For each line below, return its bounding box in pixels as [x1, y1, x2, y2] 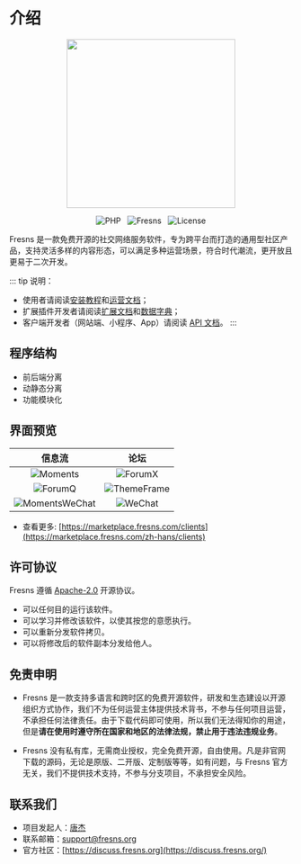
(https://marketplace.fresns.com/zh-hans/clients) [22, 531, 206, 542]
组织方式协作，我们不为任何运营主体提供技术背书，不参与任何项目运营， [22, 704, 290, 715]
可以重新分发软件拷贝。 [22, 626, 110, 637]
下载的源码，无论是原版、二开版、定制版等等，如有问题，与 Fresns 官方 [22, 757, 288, 768]
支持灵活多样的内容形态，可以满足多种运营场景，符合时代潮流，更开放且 [24, 245, 293, 256]
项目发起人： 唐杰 [22, 823, 86, 832]
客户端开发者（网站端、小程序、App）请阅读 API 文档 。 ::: [22, 317, 237, 328]
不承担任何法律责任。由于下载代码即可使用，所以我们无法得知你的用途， [22, 715, 290, 725]
